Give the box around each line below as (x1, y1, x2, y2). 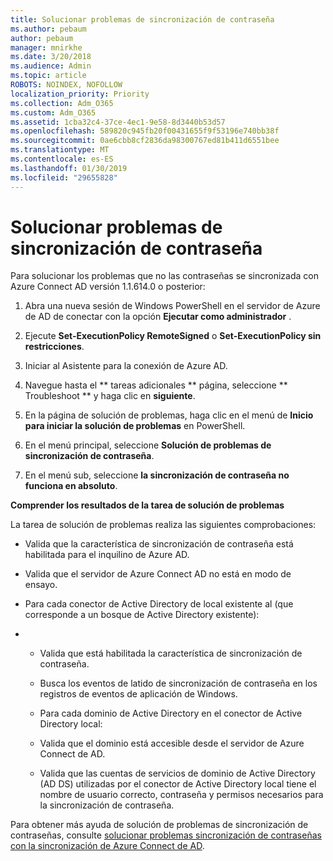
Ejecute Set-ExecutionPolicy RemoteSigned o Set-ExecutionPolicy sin (24, 330, 322, 342)
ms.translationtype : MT (10, 145, 110, 155)
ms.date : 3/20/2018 (10, 52, 92, 62)
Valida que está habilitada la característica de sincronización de (39, 647, 303, 660)
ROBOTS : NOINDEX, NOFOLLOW (10, 80, 123, 90)
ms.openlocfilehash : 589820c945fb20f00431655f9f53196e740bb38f (10, 126, 280, 136)
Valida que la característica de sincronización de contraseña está (24, 538, 294, 550)
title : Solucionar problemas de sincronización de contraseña (10, 14, 275, 25)
